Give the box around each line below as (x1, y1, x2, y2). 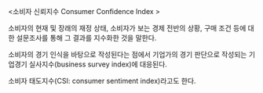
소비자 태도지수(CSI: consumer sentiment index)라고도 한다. (8, 77, 196, 85)
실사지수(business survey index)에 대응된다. (28, 59, 167, 69)
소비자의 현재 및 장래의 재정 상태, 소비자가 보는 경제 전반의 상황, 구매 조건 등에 (8, 23, 247, 33)
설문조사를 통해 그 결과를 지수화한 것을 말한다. (16, 34, 157, 42)
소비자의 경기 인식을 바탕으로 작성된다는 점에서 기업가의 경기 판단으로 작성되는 (8, 50, 247, 59)
